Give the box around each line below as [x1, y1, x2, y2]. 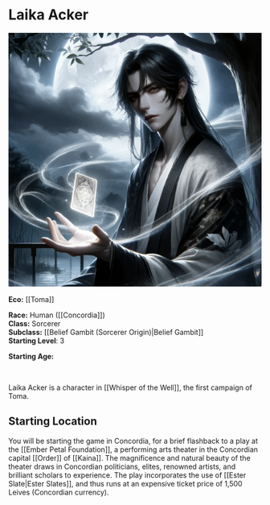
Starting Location [8, 415, 98, 428]
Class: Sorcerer [8, 318, 61, 328]
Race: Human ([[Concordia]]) [8, 310, 106, 320]
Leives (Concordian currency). [8, 487, 109, 497]
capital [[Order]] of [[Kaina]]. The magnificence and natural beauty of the [8, 453, 251, 462]
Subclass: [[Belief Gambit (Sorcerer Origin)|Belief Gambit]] [8, 327, 204, 337]
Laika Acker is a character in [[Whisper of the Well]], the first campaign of [8, 383, 253, 392]
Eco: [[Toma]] [8, 294, 55, 304]
